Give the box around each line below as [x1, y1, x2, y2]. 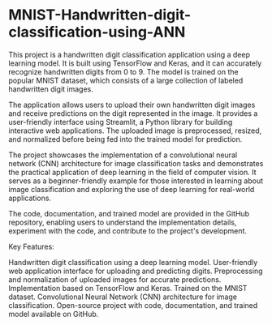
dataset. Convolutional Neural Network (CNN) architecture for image [8, 292, 238, 301]
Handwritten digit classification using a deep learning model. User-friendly [8, 257, 258, 267]
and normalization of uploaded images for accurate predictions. [8, 274, 222, 284]
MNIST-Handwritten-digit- [8, 6, 192, 24]
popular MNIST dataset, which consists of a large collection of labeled [8, 75, 244, 85]
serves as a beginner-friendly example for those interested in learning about [8, 176, 264, 186]
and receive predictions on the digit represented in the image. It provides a [8, 108, 258, 118]
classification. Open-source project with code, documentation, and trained [8, 300, 258, 310]
